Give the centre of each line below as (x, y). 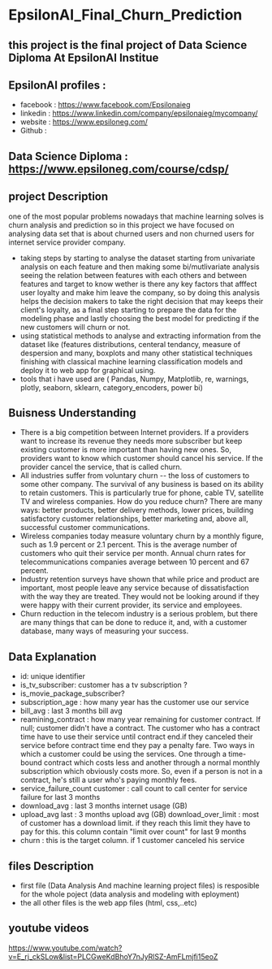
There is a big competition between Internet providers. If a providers (134, 432)
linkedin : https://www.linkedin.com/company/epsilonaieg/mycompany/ (139, 113)
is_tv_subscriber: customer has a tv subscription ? (104, 685)
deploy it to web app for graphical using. (88, 370)
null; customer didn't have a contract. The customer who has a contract (140, 728)
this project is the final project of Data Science (128, 45)
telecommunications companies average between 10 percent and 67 (135, 562)
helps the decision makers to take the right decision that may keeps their (142, 301)
